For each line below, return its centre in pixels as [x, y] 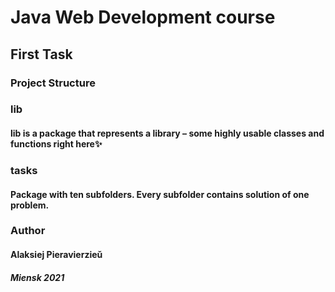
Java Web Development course [143, 17]
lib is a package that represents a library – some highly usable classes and [167, 133]
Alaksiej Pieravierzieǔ [56, 255]
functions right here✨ [56, 144]
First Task [41, 54]
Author [28, 231]
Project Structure [53, 83]
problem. [30, 205]
